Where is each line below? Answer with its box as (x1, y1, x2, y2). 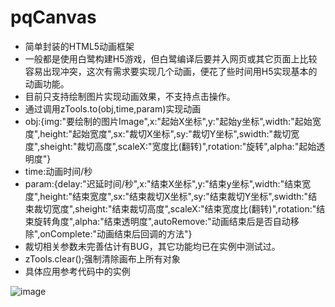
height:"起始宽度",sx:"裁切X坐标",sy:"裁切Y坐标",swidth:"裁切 (39, 127, 292, 140)
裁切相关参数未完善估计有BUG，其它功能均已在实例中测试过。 (24, 240, 281, 252)
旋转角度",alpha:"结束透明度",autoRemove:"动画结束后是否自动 (33, 215, 291, 227)
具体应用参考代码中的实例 (24, 265, 131, 277)
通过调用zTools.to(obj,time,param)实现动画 (24, 102, 202, 115)
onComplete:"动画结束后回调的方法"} (39, 227, 193, 240)
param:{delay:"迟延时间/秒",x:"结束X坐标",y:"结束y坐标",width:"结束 (24, 177, 303, 190)
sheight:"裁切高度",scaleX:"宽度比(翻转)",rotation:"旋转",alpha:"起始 (39, 140, 317, 152)
